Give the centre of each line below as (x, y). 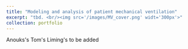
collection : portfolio (34, 23)
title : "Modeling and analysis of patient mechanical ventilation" (92, 12)
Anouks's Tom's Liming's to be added (53, 40)
